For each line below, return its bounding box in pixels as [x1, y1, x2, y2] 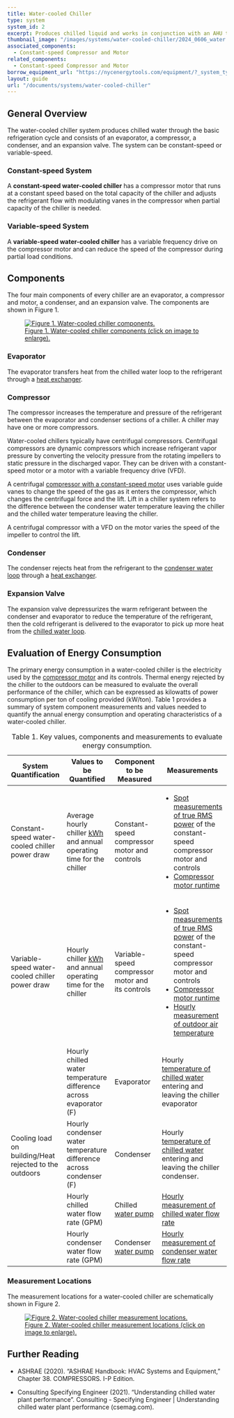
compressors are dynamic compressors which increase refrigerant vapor [7, 444, 217, 453]
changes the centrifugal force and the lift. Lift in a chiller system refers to [7, 495, 217, 503]
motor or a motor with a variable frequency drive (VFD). [26, 466, 186, 475]
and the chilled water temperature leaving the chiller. [7, 509, 158, 518]
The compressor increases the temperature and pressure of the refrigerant [7, 408, 222, 417]
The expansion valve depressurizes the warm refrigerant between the [7, 605, 208, 613]
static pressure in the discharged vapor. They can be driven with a [7, 459, 197, 468]
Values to [71, 757, 103, 767]
